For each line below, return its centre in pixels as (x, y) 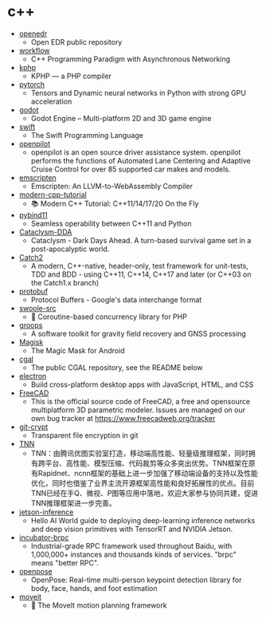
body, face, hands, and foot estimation (94, 588)
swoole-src (37, 308)
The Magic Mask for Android (78, 350)
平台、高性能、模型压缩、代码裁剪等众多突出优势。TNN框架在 (147, 463)
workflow (34, 50)
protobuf (33, 291)
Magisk (31, 342)
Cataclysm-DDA (45, 232)
